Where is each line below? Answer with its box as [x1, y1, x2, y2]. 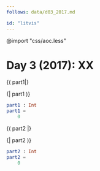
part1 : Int [6, 102, 37, 108]
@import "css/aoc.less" [6, 37, 66, 44]
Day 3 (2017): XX [6, 58, 94, 72]
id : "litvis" [6, 20, 40, 26]
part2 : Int [6, 148, 37, 155]
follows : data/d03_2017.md [6, 9, 75, 15]
